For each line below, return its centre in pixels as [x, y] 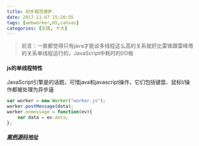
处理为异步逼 [38, 90]
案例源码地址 [22, 137]
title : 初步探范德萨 [29, 12]
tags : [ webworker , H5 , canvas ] [43, 23]
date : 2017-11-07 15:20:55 [40, 17]
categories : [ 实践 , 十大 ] [37, 28]
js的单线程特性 [25, 68]
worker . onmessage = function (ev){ [50, 112]
